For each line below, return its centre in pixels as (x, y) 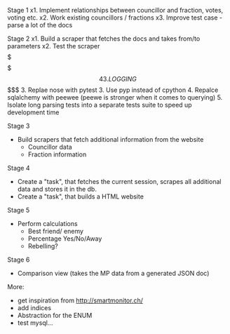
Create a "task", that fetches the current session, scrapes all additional (119, 181)
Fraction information (57, 154)
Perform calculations (48, 223)
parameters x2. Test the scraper (54, 46)
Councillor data (50, 147)
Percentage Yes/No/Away (65, 239)
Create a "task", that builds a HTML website (80, 196)
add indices (34, 308)
